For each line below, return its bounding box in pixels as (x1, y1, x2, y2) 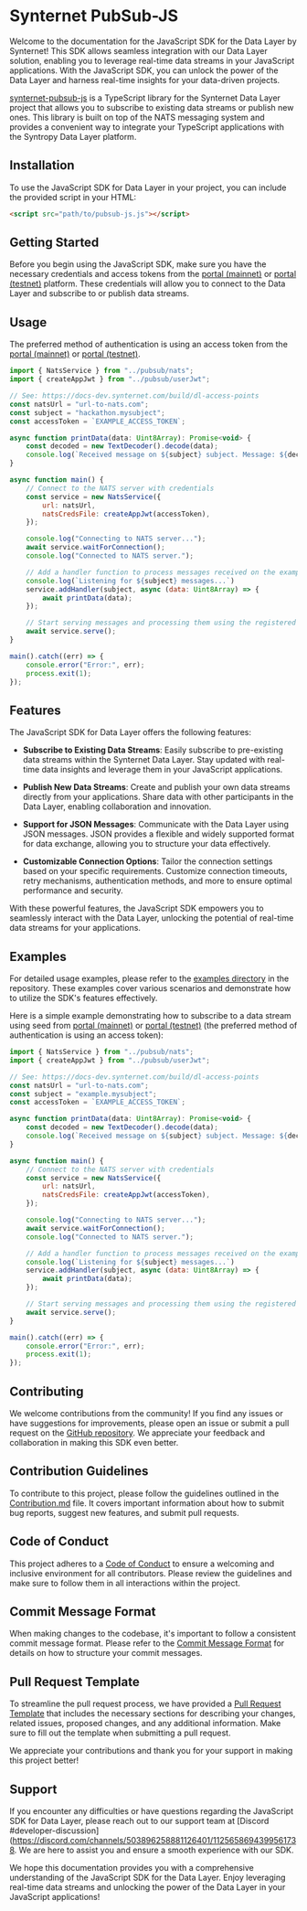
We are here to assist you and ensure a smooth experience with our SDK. (18, 1844, 294, 1855)
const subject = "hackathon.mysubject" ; (9, 408, 166, 417)
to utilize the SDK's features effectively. (9, 993, 158, 1003)
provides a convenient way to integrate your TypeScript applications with (9, 121, 285, 133)
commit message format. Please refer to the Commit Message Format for (9, 1638, 285, 1649)
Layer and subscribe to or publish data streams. (9, 288, 190, 299)
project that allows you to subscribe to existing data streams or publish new (9, 101, 294, 112)
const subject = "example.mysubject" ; (9, 1089, 157, 1098)
